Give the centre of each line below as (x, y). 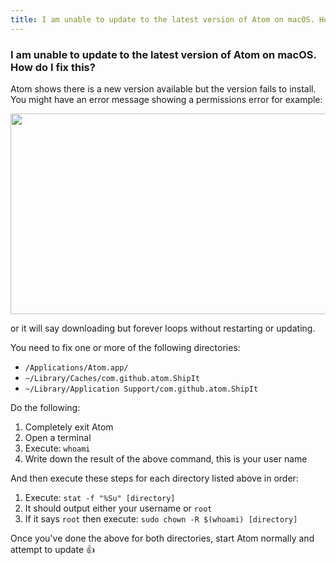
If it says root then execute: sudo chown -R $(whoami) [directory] (161, 518)
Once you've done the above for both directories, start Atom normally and (162, 538)
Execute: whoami (57, 448)
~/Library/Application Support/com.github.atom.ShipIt (141, 389)
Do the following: (45, 407)
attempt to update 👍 (53, 549)
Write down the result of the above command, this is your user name (166, 458)
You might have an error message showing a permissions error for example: (166, 99)
